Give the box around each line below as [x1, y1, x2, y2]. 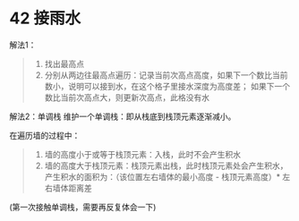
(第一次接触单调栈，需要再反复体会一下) [9, 201, 157, 212]
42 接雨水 [9, 8, 81, 29]
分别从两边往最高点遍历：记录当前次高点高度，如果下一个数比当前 [44, 69, 288, 81]
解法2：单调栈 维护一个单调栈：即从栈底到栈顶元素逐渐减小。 [9, 111, 236, 122]
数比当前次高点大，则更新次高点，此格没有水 [44, 91, 210, 103]
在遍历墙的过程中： [9, 130, 81, 140]
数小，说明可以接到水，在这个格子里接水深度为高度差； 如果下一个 [44, 81, 291, 91]
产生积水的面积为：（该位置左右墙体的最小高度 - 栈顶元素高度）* [44, 171, 280, 182]
